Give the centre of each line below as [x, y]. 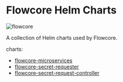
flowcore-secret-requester [47, 66]
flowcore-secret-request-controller [57, 73]
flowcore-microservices [43, 60]
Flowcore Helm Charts [61, 10]
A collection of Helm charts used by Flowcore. [62, 37]
